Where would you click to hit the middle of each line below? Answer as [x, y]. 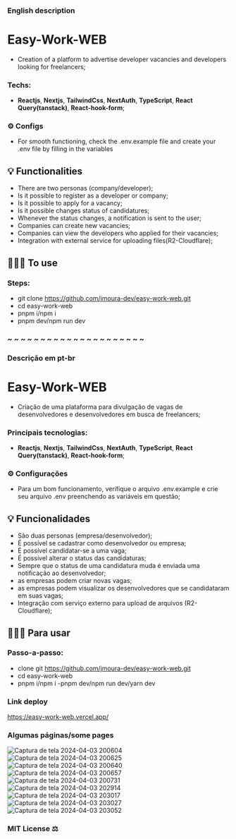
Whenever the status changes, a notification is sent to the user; [110, 218]
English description [41, 11]
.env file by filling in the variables [65, 149]
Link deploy [27, 701]
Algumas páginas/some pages [61, 735]
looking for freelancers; [51, 66]
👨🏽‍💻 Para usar [39, 633]
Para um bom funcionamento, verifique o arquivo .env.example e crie [118, 489]
